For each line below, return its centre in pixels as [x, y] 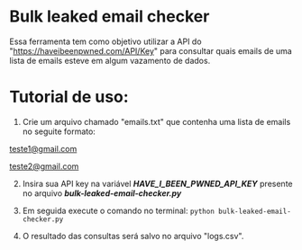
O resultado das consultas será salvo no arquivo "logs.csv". [133, 236]
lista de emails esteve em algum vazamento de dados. [110, 60]
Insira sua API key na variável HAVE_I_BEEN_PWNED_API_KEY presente [157, 183]
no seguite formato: [59, 131]
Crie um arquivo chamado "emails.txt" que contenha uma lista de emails [156, 121]
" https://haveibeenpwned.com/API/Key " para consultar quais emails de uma [151, 50]
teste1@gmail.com [43, 148]
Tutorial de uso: [69, 97]
